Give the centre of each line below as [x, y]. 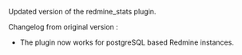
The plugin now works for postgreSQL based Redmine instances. [127, 42]
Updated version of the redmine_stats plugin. [82, 12]
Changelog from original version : [63, 27]
